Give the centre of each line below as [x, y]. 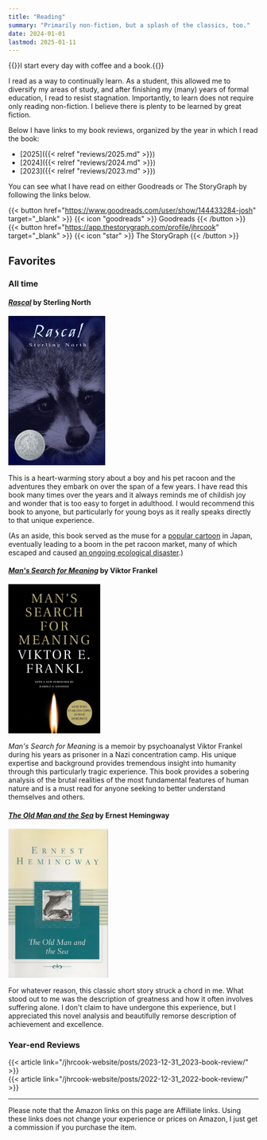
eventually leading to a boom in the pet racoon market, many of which [123, 544]
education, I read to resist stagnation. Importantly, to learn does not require [131, 98]
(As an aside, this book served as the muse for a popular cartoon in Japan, [130, 535]
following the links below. [50, 195]
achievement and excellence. [56, 1025]
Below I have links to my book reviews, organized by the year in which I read [133, 131]
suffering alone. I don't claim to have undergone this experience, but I [122, 1008]
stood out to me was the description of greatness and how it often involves [131, 999]
